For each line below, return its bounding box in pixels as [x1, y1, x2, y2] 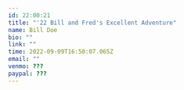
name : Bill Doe [8, 26, 58, 34]
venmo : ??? [8, 63, 44, 70]
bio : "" [8, 33, 34, 41]
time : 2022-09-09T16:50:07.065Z [8, 48, 114, 56]
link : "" [8, 41, 37, 49]
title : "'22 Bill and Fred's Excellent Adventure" [8, 19, 177, 27]
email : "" [8, 56, 41, 63]
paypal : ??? [8, 70, 47, 77]
